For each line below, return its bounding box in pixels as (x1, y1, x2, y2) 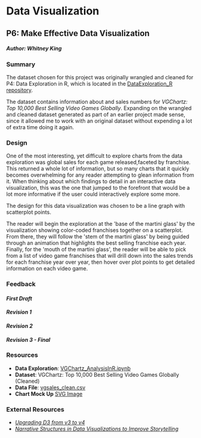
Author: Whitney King (6, 45, 62, 52)
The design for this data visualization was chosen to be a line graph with (6, 202, 185, 210)
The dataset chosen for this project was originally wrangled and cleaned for (6, 73, 194, 81)
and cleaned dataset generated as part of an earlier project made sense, (6, 111, 186, 118)
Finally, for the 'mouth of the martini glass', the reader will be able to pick (6, 246, 187, 253)
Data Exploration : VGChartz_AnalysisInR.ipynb (14, 365, 131, 372)
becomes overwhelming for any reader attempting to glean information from (6, 171, 194, 178)
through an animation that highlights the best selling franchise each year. (6, 239, 187, 247)
